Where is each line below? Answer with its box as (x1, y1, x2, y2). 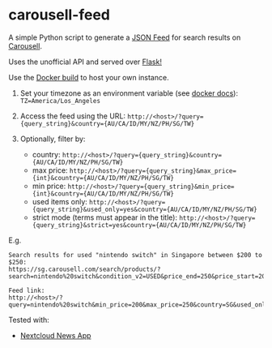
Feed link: (8, 286, 45, 294)
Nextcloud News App (19, 330, 91, 340)
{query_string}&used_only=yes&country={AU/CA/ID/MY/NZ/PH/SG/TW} (32, 205, 257, 213)
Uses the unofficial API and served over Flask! (8, 57, 162, 67)
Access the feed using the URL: (19, 111, 126, 121)
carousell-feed (8, 6, 111, 24)
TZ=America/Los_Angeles (19, 97, 101, 105)
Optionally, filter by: (19, 134, 86, 144)
